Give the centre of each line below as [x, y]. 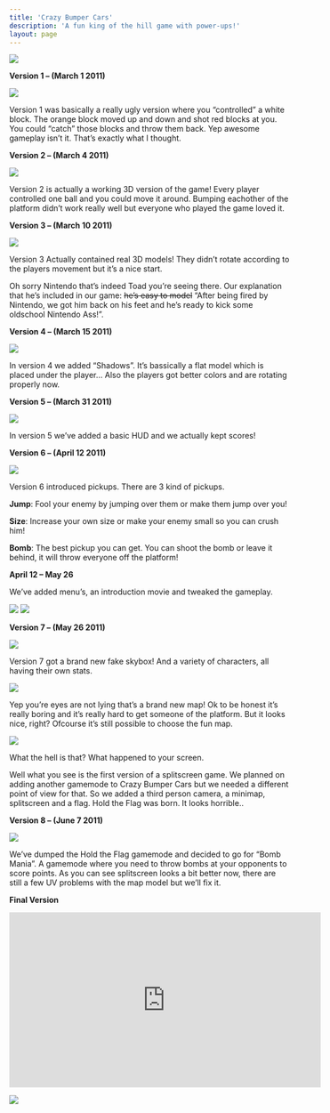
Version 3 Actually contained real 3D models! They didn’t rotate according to [149, 260]
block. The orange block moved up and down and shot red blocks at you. [143, 119]
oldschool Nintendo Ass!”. [56, 315]
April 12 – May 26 [41, 575]
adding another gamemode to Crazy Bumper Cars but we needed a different [149, 785]
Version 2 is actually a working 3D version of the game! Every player [134, 190]
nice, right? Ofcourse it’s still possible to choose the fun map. [121, 724]
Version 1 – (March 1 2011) [57, 76]
